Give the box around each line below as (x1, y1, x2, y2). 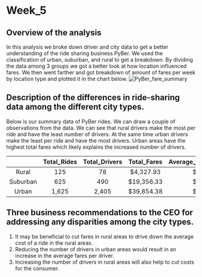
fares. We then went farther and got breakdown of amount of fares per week (6, 69, 196, 76)
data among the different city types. (6, 102, 144, 112)
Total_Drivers (83, 157, 123, 165)
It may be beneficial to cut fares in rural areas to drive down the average (14, 233, 194, 240)
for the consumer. (14, 264, 60, 272)
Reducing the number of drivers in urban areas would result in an (14, 245, 176, 252)
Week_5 (6, 4, 47, 17)
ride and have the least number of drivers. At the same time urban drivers (6, 130, 188, 138)
